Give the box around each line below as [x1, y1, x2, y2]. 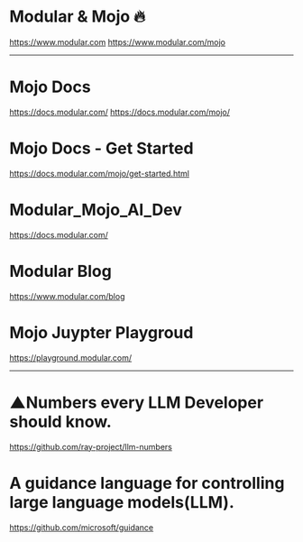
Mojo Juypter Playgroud [9, 322, 194, 343]
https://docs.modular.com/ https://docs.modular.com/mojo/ [9, 106, 231, 117]
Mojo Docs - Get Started [9, 138, 194, 159]
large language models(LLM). [9, 491, 234, 512]
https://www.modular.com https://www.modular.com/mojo [9, 36, 225, 47]
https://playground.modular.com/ [9, 352, 133, 363]
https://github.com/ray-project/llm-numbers [9, 441, 173, 452]
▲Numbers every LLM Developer [9, 392, 264, 412]
